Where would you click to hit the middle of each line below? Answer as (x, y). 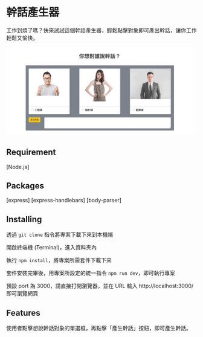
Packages (25, 186)
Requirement (31, 152)
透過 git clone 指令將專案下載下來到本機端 (60, 235)
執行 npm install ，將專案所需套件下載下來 (59, 260)
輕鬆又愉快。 (22, 37)
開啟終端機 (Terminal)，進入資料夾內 (51, 248)
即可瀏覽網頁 (22, 294)
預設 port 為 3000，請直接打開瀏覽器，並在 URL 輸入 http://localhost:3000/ (100, 286)
